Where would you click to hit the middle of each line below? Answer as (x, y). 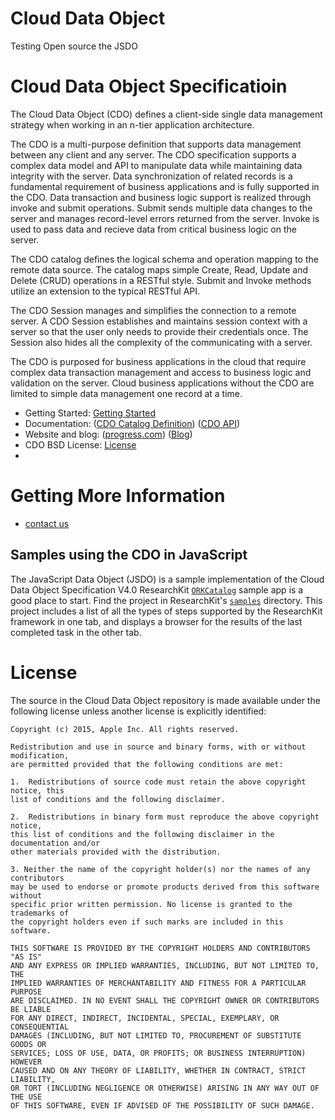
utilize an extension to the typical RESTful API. (105, 291)
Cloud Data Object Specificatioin (149, 86)
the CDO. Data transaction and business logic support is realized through (161, 197)
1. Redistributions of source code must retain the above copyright (158, 782)
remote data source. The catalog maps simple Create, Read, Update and (159, 269)
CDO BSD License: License (80, 444)
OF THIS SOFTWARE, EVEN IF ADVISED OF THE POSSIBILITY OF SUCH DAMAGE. (162, 1105)
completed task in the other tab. (76, 632)
